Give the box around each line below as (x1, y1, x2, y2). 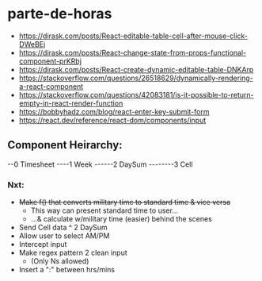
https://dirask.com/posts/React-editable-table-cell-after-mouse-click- (18, 31, 249, 40)
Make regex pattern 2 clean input (18, 248, 127, 258)
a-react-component (18, 81, 84, 91)
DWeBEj (18, 39, 46, 48)
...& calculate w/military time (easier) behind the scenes (30, 214, 213, 224)
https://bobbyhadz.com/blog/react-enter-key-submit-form (18, 106, 210, 116)
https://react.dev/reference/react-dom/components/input (18, 115, 207, 125)
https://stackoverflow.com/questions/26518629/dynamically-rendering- (18, 73, 254, 83)
